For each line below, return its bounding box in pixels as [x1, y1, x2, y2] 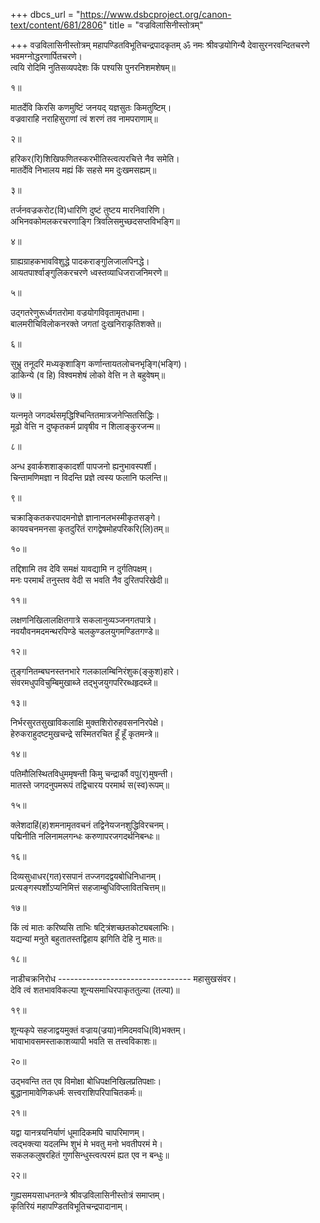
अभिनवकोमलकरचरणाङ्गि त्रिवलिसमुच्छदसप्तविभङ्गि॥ [10, 215, 180, 227]
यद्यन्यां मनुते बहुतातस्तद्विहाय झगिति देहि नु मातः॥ [10, 933, 162, 944]
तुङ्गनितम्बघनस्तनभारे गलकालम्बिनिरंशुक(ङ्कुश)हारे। [10, 665, 180, 677]
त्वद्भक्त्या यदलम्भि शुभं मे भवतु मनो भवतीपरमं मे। [10, 1138, 163, 1149]
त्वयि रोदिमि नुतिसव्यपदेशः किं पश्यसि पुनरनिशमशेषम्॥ [10, 62, 176, 73]
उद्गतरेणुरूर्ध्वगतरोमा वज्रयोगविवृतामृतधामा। [10, 307, 146, 318]
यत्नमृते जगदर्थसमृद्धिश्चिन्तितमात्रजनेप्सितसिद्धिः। [10, 409, 160, 421]
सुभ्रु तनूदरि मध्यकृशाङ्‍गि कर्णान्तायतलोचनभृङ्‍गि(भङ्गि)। [10, 358, 188, 369]
